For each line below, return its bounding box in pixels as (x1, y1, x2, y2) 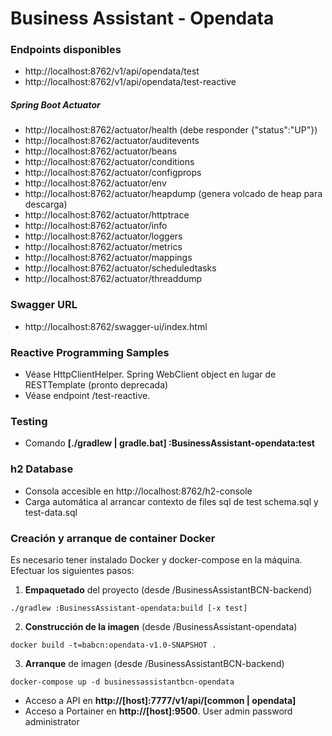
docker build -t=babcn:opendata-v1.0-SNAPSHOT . (10, 640, 217, 650)
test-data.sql (24, 506, 78, 518)
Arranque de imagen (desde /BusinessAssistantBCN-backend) (24, 657, 285, 669)
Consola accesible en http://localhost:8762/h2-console (24, 485, 253, 497)
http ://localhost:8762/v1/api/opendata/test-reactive (24, 76, 237, 88)
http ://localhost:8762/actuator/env (24, 177, 167, 189)
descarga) (24, 198, 68, 211)
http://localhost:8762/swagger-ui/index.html (24, 320, 208, 332)
